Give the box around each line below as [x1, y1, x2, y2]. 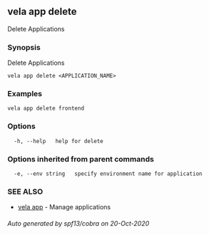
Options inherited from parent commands [7, 154, 155, 164]
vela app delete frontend [7, 105, 84, 113]
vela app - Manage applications [17, 203, 111, 211]
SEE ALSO [7, 187, 44, 197]
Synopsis [7, 42, 41, 52]
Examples [7, 89, 43, 99]
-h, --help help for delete [14, 137, 103, 145]
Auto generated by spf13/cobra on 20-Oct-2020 [7, 219, 150, 227]
